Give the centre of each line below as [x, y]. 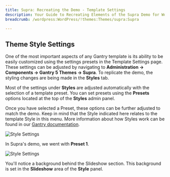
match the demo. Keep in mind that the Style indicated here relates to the [81, 114]
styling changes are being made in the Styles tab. [57, 78]
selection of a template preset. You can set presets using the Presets [77, 93]
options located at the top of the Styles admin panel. [60, 99]
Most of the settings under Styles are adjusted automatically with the [77, 88]
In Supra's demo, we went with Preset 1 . [47, 144]
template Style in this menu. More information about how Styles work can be [85, 119]
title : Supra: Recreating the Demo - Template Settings [65, 10]
